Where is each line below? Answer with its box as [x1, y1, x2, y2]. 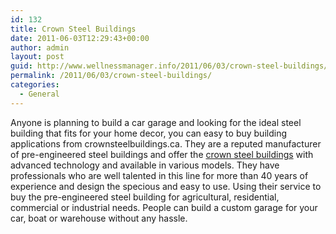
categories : [10, 80, 60, 90]
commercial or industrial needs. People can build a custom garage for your [10, 201, 318, 213]
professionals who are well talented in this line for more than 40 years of [10, 169, 309, 181]
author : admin [10, 42, 70, 53]
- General [19, 89, 60, 99]
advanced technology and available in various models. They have [10, 159, 280, 171]
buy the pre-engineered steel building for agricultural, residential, [10, 191, 280, 203]
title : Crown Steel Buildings [10, 24, 137, 34]
